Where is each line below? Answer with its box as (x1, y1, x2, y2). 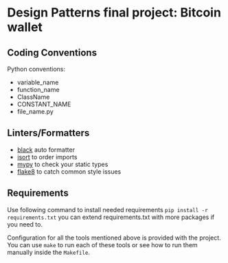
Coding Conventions (7, 47, 98, 58)
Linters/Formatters (7, 127, 90, 139)
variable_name (16, 78, 59, 87)
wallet (7, 19, 43, 35)
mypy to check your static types (16, 160, 109, 168)
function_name (16, 86, 60, 93)
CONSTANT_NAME (16, 100, 71, 108)
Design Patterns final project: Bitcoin (7, 5, 222, 21)
